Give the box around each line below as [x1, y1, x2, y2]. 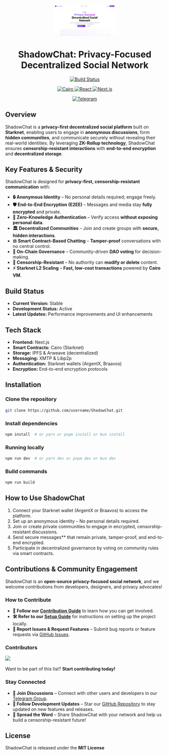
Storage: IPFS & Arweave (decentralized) [12, 350, 98, 356]
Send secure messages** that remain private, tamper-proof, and [12, 534, 147, 540]
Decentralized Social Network [21, 60, 149, 71]
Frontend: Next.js [12, 339, 49, 345]
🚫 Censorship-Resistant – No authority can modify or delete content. [12, 260, 158, 266]
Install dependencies [5, 420, 58, 427]
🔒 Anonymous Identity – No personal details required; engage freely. [12, 194, 157, 200]
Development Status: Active [12, 306, 73, 312]
